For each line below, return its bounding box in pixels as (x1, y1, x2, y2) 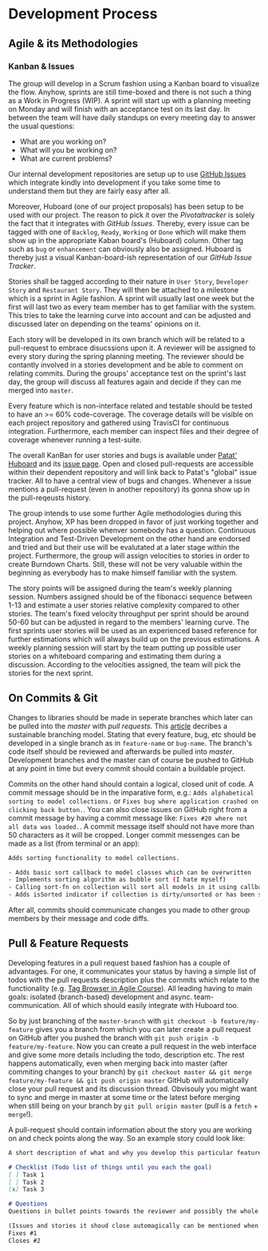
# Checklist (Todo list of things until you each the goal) (8, 1163, 213, 1171)
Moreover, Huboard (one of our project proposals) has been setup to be (8, 201, 244, 211)
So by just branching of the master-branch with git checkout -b (8, 1016, 217, 1026)
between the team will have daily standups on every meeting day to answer (8, 113, 257, 122)
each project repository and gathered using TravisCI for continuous (8, 417, 230, 428)
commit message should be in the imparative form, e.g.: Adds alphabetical (8, 787, 254, 797)
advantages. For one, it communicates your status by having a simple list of (8, 966, 257, 976)
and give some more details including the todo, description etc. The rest (8, 1050, 245, 1059)
